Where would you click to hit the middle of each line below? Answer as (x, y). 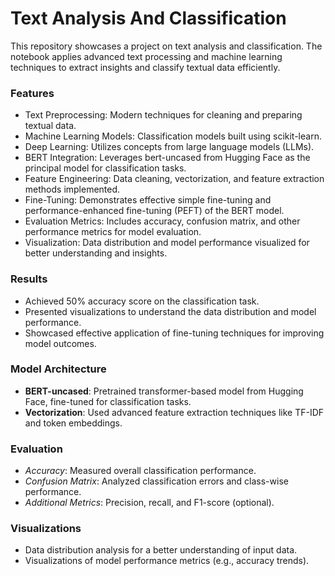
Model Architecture (58, 369)
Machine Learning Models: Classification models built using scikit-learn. (173, 136)
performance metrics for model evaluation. (113, 232)
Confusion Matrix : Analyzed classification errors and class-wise (156, 481)
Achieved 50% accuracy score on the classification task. (142, 301)
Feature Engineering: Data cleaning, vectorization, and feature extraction (174, 179)
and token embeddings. (73, 423)
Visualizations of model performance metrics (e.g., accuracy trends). (167, 561)
